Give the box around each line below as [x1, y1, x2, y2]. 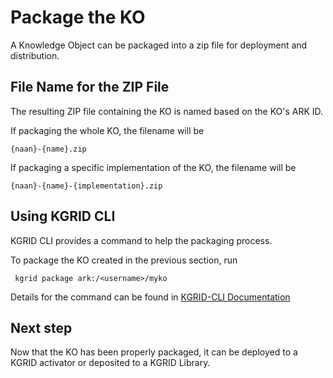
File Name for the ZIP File [10, 79, 170, 96]
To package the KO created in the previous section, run [10, 254, 238, 266]
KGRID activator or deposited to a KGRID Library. [10, 357, 211, 369]
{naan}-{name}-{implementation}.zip [10, 181, 163, 191]
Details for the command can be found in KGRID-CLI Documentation [10, 291, 291, 303]
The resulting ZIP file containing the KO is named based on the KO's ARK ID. [10, 105, 324, 117]
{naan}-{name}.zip [10, 144, 87, 154]
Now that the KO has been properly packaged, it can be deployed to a [10, 346, 298, 358]
